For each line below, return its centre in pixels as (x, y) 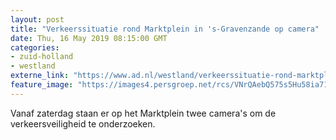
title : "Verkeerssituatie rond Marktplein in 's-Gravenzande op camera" (165, 29)
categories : (35, 47)
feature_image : (42, 85)
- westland (33, 66)
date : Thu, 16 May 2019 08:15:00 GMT (89, 38)
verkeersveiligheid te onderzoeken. (83, 123)
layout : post (37, 19)
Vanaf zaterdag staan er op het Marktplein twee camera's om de (143, 113)
